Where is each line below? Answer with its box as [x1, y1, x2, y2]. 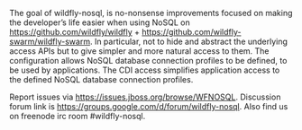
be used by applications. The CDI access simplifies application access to [9, 65, 280, 75]
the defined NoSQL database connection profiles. [9, 74, 194, 84]
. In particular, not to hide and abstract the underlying [89, 36, 288, 47]
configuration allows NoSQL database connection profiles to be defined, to [9, 56, 288, 65]
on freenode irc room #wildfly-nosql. [9, 111, 146, 121]
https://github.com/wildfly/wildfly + [9, 27, 141, 37]
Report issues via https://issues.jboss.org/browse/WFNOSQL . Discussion [9, 91, 281, 102]
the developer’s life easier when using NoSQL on [9, 17, 191, 28]
